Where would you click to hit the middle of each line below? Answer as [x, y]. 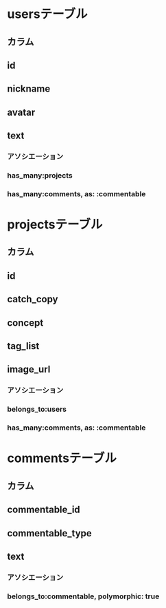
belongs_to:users [37, 409]
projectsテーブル [55, 225]
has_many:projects [40, 175]
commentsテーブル [62, 458]
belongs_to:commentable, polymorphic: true [83, 596]
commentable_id [44, 510]
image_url [29, 369]
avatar [21, 112]
